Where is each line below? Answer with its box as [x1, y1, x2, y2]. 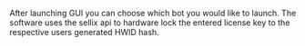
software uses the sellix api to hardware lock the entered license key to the [9, 17, 290, 28]
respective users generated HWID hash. [9, 27, 159, 37]
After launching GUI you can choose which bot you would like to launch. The [9, 8, 297, 18]
